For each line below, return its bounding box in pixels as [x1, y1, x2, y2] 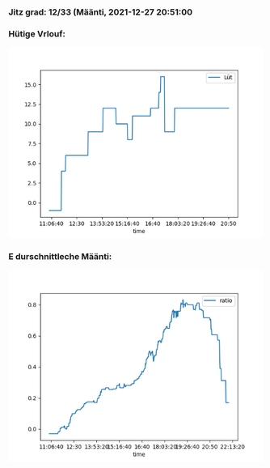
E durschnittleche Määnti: [8, 251, 112, 262]
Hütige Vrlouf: [8, 28, 66, 39]
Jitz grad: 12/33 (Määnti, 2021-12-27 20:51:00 [8, 6, 192, 18]
